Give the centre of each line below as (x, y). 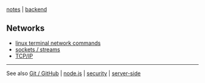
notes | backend (27, 9)
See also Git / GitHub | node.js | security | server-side (74, 73)
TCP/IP (24, 56)
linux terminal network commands (58, 43)
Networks (25, 28)
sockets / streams (38, 49)
